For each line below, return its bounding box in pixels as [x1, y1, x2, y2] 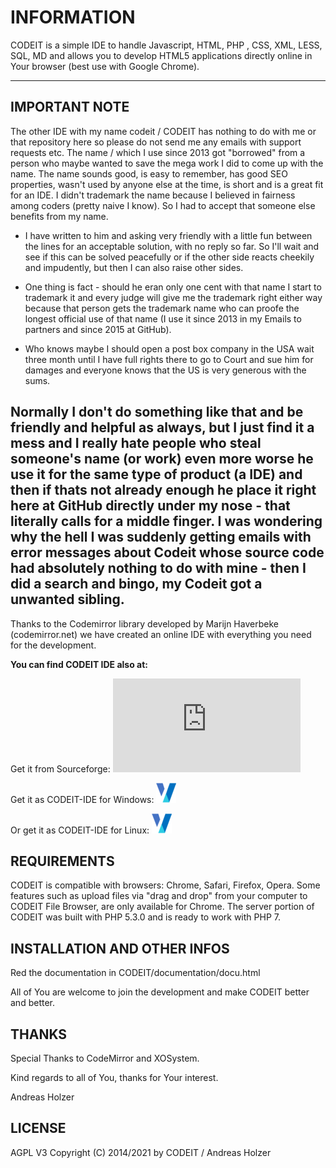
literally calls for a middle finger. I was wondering [10, 513, 323, 530]
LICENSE [10, 1120, 67, 1137]
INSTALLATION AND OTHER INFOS [10, 940, 230, 957]
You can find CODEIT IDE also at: [10, 658, 148, 670]
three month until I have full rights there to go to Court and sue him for [24, 353, 314, 365]
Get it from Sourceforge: [10, 762, 111, 775]
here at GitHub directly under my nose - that [10, 497, 291, 515]
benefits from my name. [10, 210, 109, 222]
